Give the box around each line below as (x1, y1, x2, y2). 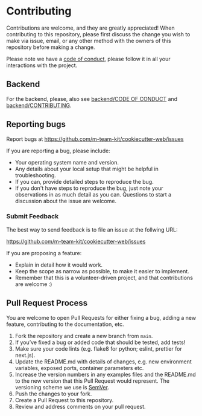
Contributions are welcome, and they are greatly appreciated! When (6, 24, 175, 31)
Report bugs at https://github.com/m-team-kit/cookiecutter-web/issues (6, 135, 184, 143)
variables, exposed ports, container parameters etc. (14, 364, 144, 371)
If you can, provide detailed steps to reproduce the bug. (14, 178, 154, 185)
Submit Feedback (6, 212, 59, 221)
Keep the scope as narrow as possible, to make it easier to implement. (14, 267, 190, 275)
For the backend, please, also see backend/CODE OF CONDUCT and (6, 95, 178, 102)
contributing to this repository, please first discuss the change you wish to (6, 30, 191, 37)
